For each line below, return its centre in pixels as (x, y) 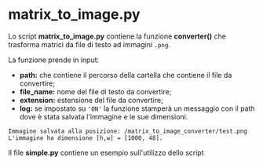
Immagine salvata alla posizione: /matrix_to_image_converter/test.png (128, 131)
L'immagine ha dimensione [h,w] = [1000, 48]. (86, 138)
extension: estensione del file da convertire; (91, 100)
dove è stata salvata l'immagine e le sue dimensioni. (104, 116)
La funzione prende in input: (54, 60)
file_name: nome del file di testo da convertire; (95, 91)
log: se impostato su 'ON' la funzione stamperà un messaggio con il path (137, 108)
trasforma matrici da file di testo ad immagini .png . (89, 44)
